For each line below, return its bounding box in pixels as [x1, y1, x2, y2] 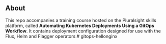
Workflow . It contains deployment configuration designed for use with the [5, 27, 161, 34]
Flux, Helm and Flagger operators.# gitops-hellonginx [5, 33, 118, 39]
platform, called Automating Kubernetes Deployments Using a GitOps [5, 22, 154, 28]
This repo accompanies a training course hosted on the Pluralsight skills [5, 17, 156, 23]
